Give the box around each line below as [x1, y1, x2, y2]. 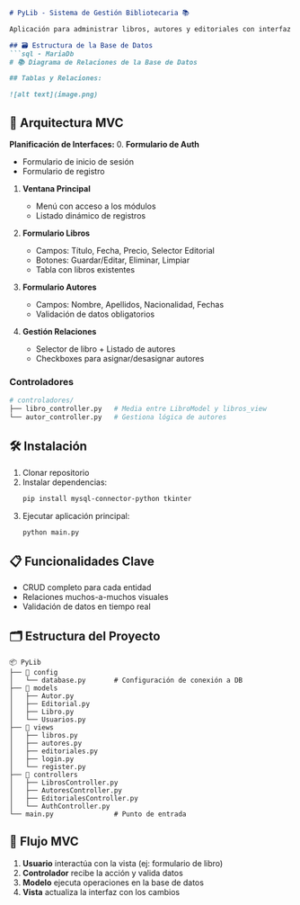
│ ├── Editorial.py [9, 700, 91, 709]
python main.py [22, 527, 80, 537]
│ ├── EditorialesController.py [9, 794, 139, 803]
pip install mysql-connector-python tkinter [22, 494, 192, 503]
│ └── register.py [9, 763, 87, 772]
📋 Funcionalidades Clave [9, 553, 155, 569]
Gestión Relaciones [22, 326, 97, 336]
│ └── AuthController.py [9, 802, 110, 811]
